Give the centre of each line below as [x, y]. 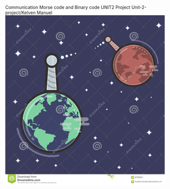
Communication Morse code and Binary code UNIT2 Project [68, 7]
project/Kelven [20, 13]
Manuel [45, 13]
